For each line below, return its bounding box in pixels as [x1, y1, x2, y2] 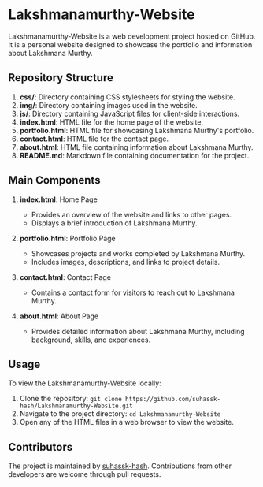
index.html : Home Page [19, 195, 98, 204]
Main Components [8, 173, 101, 187]
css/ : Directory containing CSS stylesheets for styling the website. [19, 92, 236, 102]
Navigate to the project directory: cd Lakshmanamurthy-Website [19, 409, 221, 418]
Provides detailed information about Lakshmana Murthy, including [31, 326, 246, 336]
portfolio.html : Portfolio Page [19, 233, 116, 243]
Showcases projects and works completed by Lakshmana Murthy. [31, 248, 246, 258]
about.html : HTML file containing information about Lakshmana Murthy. [19, 142, 254, 151]
